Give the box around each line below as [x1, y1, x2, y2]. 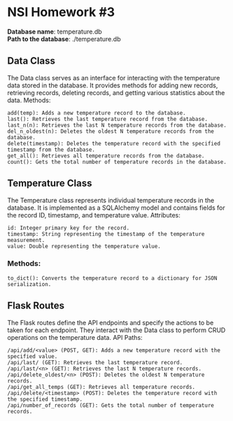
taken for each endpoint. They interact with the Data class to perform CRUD [7, 326, 226, 334]
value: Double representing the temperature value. [7, 243, 161, 250]
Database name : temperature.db [7, 27, 103, 36]
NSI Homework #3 [7, 4, 115, 20]
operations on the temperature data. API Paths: [7, 333, 143, 341]
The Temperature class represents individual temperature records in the [7, 196, 215, 204]
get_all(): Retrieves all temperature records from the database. [7, 152, 205, 159]
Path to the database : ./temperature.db [7, 34, 121, 43]
